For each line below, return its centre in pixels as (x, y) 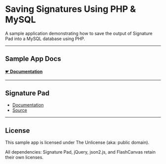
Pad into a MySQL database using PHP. (45, 39)
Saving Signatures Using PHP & (71, 9)
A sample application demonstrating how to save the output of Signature (79, 33)
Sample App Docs (33, 59)
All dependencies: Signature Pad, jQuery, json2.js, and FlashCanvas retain (80, 152)
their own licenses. (24, 158)
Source (20, 110)
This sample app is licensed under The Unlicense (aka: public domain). (77, 143)
